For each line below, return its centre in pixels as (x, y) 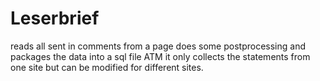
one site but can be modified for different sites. (107, 67)
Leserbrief (55, 18)
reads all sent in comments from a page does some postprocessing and (158, 46)
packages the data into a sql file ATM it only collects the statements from (160, 56)
